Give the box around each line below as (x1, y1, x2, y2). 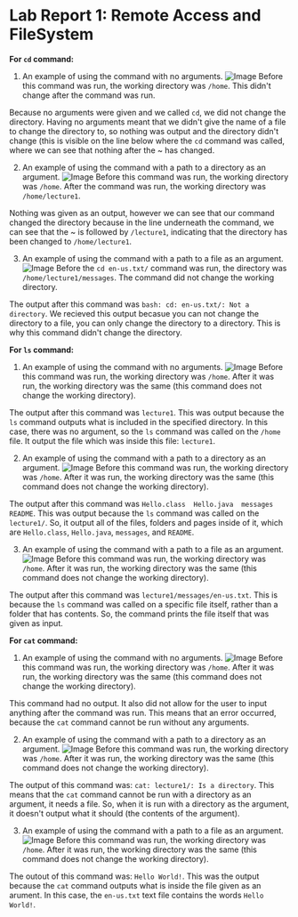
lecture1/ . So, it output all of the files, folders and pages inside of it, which (9, 517, 283, 527)
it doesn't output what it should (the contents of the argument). (9, 808, 240, 818)
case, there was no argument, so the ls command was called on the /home (9, 426, 281, 437)
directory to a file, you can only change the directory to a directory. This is (9, 318, 281, 328)
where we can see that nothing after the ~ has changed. (9, 144, 215, 156)
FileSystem (9, 24, 94, 44)
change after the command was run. (21, 90, 156, 101)
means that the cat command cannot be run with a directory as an (9, 789, 252, 800)
